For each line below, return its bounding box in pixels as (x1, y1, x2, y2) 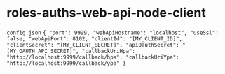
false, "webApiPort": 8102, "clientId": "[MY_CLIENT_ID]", (6, 35, 183, 43)
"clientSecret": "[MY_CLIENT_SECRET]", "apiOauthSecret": (6, 41, 179, 48)
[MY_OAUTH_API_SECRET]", (6, 47, 79, 54)
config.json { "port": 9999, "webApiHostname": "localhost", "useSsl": (6, 29, 219, 36)
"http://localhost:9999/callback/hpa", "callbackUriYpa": (6, 54, 179, 61)
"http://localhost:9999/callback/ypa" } (6, 59, 127, 67)
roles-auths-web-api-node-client (6, 5, 206, 21)
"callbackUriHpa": (81, 47, 136, 54)
